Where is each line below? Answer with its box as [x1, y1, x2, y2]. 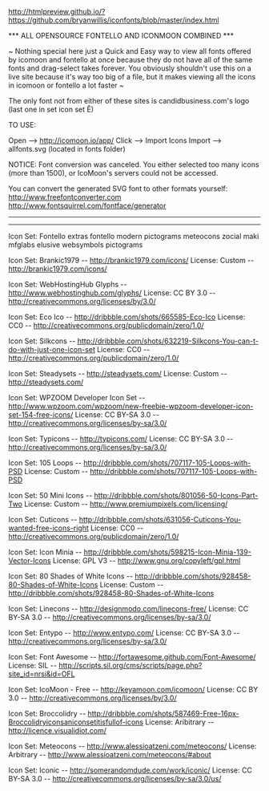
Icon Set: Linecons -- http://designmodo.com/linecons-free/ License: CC [8, 604, 249, 613]
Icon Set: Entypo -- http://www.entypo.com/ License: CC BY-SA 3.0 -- [8, 628, 240, 637]
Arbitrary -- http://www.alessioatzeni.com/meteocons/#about [8, 750, 212, 759]
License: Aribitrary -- [145, 717, 215, 727]
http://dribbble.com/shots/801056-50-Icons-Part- [94, 491, 259, 500]
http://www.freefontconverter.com [8, 193, 122, 201]
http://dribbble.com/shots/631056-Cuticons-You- [78, 515, 242, 524]
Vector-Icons [8, 556, 51, 565]
